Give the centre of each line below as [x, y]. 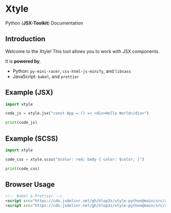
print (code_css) [22, 169]
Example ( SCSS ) [32, 138]
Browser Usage [30, 185]
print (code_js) [21, 123]
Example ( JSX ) [29, 92]
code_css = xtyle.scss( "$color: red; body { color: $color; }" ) [75, 159]
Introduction [25, 39]
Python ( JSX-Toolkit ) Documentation [44, 23]
